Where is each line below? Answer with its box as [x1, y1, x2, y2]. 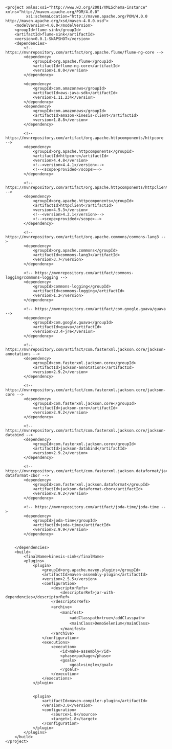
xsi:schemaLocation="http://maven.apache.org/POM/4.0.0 [26, 14, 147, 19]
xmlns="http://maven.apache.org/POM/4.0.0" [5, 9, 100, 14]
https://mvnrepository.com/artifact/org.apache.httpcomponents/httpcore [5, 135, 164, 140]
